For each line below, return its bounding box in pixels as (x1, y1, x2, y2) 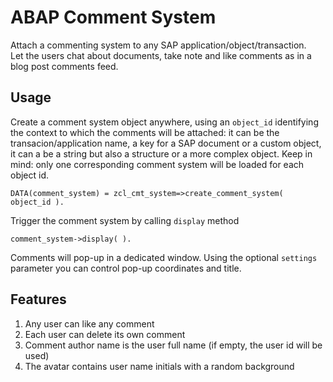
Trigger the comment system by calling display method (10, 214, 240, 226)
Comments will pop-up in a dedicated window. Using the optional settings (10, 251, 318, 263)
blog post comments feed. (10, 60, 119, 72)
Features (10, 291, 67, 308)
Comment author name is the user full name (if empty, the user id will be (24, 339, 323, 351)
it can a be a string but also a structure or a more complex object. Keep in (10, 147, 313, 160)
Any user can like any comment (24, 317, 155, 330)
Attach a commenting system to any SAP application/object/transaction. (10, 39, 307, 51)
